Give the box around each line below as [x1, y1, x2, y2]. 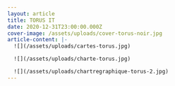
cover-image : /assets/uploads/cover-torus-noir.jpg [7, 29, 162, 37]
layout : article [7, 10, 55, 17]
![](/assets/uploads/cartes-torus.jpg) [13, 43, 131, 50]
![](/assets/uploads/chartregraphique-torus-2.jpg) [13, 68, 169, 75]
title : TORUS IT [7, 17, 55, 24]
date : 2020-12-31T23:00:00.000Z [7, 23, 102, 30]
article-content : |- [7, 36, 68, 43]
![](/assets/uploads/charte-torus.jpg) [13, 55, 131, 63]
